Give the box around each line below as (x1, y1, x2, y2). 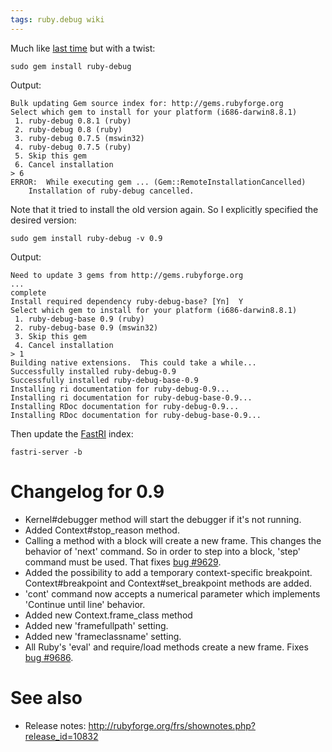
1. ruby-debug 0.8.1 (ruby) (14, 116, 132, 126)
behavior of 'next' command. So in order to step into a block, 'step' (24, 545, 301, 557)
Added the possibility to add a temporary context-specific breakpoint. (24, 566, 313, 578)
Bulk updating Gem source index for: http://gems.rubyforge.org (10, 98, 284, 108)
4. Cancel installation (14, 340, 114, 350)
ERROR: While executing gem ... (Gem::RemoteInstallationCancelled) (10, 177, 307, 187)
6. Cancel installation (14, 159, 114, 170)
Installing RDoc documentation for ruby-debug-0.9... (10, 401, 240, 411)
